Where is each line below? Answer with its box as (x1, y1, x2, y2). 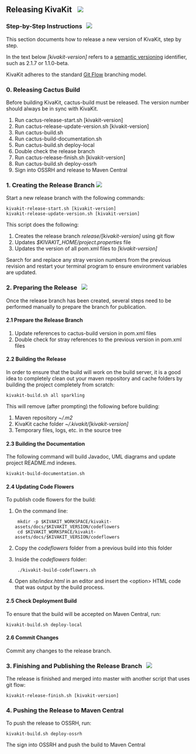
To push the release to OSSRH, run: (6, 719, 92, 727)
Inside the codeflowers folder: (14, 556, 87, 563)
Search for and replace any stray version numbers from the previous (6, 257, 171, 264)
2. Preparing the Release (6, 284, 78, 292)
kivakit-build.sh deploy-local (6, 622, 82, 628)
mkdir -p (17, 519, 39, 525)
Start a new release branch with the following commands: (6, 194, 145, 201)
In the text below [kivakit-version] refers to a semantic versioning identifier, (6, 53, 187, 60)
